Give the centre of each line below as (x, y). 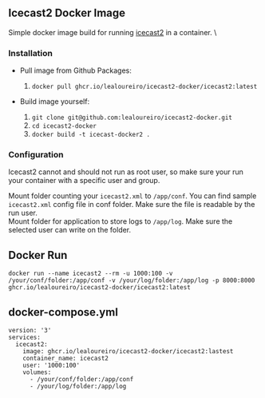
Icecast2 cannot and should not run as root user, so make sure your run (126, 172)
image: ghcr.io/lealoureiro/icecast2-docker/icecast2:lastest (128, 352)
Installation (31, 53)
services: (25, 338)
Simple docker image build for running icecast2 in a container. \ (113, 32)
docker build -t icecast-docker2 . (91, 135)
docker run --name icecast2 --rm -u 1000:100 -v (91, 274)
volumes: (37, 372)
